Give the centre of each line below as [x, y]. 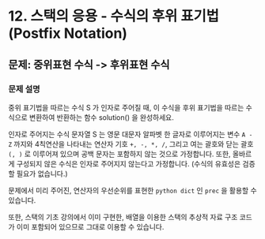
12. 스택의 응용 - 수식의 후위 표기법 [114, 16]
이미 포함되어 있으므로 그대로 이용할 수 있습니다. [90, 226]
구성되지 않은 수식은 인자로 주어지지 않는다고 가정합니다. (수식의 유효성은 [129, 163]
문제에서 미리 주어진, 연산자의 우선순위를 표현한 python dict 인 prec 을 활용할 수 [132, 190]
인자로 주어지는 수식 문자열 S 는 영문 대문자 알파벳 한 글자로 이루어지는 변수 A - [131, 134]
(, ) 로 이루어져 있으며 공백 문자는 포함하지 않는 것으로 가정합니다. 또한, [119, 154]
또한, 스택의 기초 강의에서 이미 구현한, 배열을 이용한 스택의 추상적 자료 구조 [123, 217]
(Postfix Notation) [68, 34]
